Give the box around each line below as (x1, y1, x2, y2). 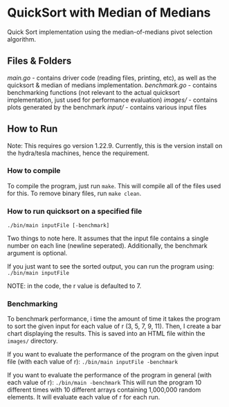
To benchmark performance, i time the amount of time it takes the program (7, 315, 221, 323)
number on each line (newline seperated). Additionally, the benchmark (7, 242, 208, 250)
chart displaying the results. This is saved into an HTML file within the (7, 329, 205, 338)
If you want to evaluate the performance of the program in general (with (7, 371, 212, 379)
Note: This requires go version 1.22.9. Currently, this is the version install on (7, 141, 223, 150)
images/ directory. (7, 337, 58, 345)
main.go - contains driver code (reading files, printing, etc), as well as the (7, 73, 217, 82)
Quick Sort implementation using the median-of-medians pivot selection (7, 28, 213, 36)
